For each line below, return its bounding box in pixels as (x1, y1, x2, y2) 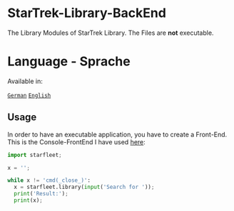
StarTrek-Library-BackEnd (7, 5, 166, 21)
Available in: (7, 77, 43, 85)
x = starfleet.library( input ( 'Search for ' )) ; (14, 183, 155, 191)
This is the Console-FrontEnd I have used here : (7, 137, 146, 146)
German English (7, 92, 51, 99)
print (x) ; (14, 197, 43, 204)
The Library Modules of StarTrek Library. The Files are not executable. (7, 28, 214, 37)
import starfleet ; (7, 151, 62, 158)
